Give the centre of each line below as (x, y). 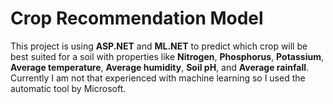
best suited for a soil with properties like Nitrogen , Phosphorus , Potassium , (167, 56)
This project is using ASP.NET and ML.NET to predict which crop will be (159, 46)
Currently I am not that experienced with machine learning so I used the (158, 78)
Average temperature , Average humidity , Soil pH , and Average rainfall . (160, 67)
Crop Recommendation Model (137, 18)
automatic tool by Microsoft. (68, 88)
